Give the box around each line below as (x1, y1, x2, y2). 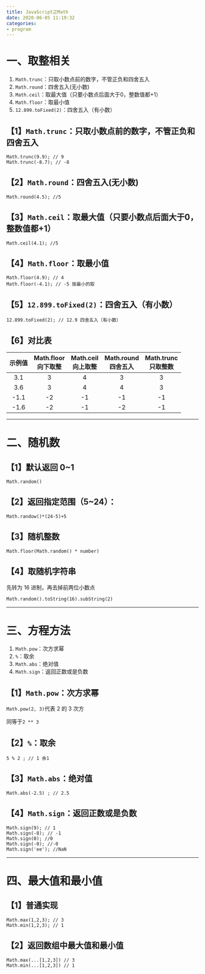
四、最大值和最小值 (6, 874, 103, 888)
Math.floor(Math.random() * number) (6, 548, 99, 554)
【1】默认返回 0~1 (6, 462, 74, 473)
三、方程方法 (6, 624, 71, 638)
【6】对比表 (6, 335, 52, 345)
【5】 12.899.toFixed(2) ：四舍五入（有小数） (6, 299, 178, 309)
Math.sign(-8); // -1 (6, 830, 62, 836)
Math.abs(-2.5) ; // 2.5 (6, 790, 70, 796)
